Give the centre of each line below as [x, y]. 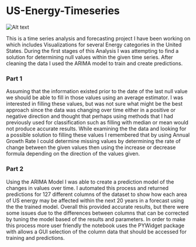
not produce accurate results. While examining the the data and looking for [96, 129]
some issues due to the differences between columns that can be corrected [97, 213]
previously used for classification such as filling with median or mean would [97, 123]
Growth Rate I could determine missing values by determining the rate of [94, 141]
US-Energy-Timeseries [63, 11]
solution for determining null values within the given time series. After [90, 57]
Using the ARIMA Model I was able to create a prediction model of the [90, 182]
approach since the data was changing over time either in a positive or [91, 110]
